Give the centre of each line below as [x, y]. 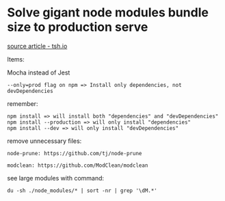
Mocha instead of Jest [39, 72]
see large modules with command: [56, 178]
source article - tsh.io [37, 46]
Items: [16, 59]
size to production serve [78, 27]
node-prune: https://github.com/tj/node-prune [75, 153]
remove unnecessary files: [44, 141]
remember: [23, 103]
